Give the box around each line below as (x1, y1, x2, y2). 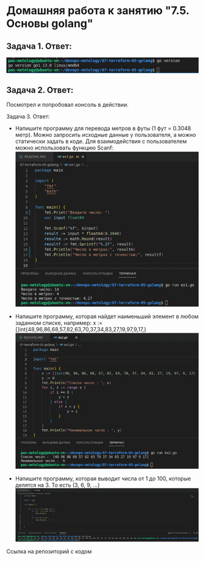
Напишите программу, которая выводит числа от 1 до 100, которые (15, 474, 191, 482)
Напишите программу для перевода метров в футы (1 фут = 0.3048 (15, 125, 191, 132)
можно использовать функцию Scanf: (15, 144, 114, 151)
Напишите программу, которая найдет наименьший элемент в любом (15, 313, 199, 320)
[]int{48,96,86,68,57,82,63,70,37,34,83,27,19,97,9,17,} (15, 325, 146, 333)
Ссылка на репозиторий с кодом (6, 548, 92, 555)
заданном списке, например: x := (15, 319, 103, 327)
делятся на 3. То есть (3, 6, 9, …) (15, 481, 100, 488)
